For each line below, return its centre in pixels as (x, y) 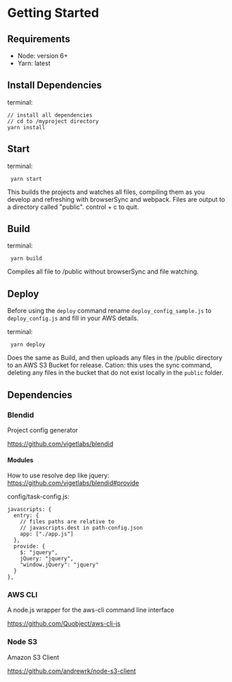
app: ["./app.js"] (47, 534)
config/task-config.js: (38, 496)
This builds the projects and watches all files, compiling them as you (106, 192)
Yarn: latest (34, 63)
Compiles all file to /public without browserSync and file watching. (103, 271)
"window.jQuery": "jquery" (59, 565)
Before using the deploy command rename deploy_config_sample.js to (110, 311)
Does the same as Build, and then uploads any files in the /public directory (115, 358)
